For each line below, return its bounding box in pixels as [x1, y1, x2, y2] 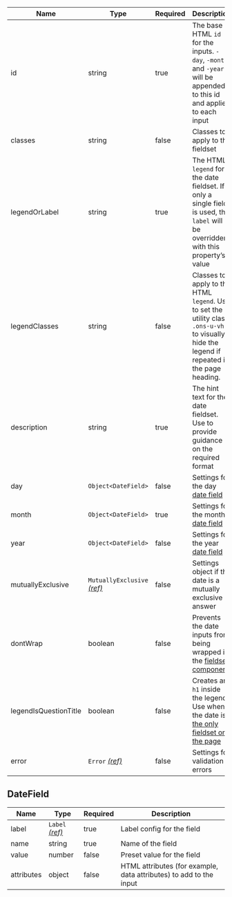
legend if [192, 346, 221, 355]
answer [192, 602, 216, 611]
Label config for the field [120, 824, 200, 833]
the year [192, 539, 220, 548]
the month [192, 510, 226, 519]
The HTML [192, 156, 226, 165]
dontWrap [10, 639, 43, 648]
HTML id [192, 29, 222, 39]
